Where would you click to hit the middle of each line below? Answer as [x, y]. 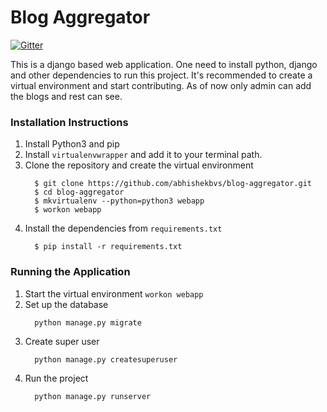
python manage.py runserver [93, 396]
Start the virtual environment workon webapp [114, 293]
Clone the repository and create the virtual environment [139, 165]
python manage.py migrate [88, 322]
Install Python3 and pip [72, 144]
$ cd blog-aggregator [79, 192]
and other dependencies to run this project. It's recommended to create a [161, 75]
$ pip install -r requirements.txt [108, 247]
